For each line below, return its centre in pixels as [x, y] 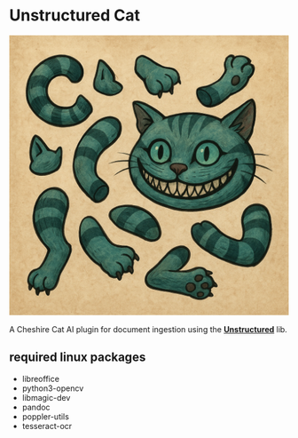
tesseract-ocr [47, 426]
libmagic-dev [46, 397]
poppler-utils [45, 416]
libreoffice [41, 378]
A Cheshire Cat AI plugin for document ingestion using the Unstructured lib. [149, 329]
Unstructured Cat [74, 16]
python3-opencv [53, 388]
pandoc [36, 407]
